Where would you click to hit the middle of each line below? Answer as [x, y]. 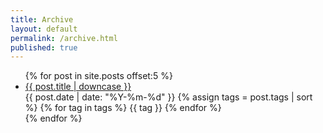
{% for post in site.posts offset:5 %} [98, 76]
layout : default [44, 29]
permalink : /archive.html [64, 38]
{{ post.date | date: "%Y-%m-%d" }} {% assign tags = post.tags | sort [168, 97]
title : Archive [42, 19]
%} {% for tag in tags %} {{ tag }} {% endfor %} [123, 108]
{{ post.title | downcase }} [78, 87]
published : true [44, 47]
